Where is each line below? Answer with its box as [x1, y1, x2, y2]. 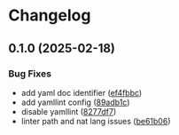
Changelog [8, 5, 91, 26]
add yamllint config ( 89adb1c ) [20, 97, 130, 107]
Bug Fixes [8, 67, 52, 80]
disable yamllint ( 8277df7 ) [20, 106, 117, 116]
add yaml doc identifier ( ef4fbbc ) [20, 87, 143, 98]
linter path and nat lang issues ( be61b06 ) [20, 115, 171, 126]
